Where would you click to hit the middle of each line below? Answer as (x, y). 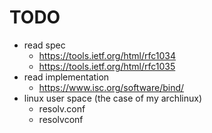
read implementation (66, 77)
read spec (44, 45)
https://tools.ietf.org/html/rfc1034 (107, 55)
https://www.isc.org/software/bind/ (111, 87)
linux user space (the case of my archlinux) (112, 98)
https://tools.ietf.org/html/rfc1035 (107, 66)
